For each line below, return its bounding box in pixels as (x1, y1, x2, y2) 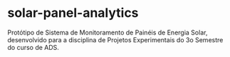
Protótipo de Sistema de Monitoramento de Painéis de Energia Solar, (7, 28, 208, 37)
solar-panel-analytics (7, 5, 139, 21)
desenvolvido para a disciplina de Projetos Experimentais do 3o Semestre (7, 35, 224, 44)
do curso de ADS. (7, 43, 59, 51)
